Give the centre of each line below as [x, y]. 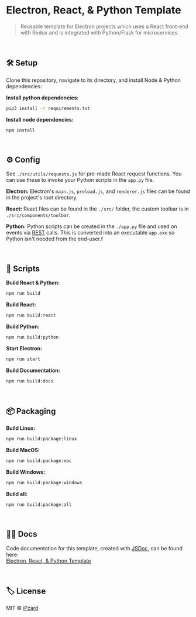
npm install [20, 130]
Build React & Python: [33, 283]
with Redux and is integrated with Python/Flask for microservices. [100, 32]
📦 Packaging [31, 411]
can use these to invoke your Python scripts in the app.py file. [80, 180]
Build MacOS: [23, 450]
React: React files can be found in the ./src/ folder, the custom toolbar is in [97, 209]
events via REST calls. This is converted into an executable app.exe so [90, 233]
